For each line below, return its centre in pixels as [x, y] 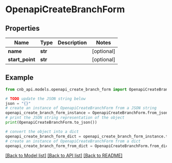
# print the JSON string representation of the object [65, 118]
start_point [22, 60]
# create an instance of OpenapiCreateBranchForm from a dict [73, 141]
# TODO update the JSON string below [46, 99]
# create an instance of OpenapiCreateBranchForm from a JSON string [81, 108]
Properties [23, 28]
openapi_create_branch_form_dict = [43, 136]
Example [19, 78]
